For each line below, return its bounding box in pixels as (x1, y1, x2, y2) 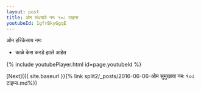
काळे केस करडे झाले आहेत (15, 49, 66, 56)
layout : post (6, 8, 40, 15)
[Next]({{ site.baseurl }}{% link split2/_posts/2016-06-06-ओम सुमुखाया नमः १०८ (6, 73, 196, 80)
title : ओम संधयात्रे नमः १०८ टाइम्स (6, 15, 79, 21)
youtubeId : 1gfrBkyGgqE (6, 20, 67, 26)
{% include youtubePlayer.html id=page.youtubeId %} (6, 61, 142, 68)
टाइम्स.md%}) (6, 79, 38, 87)
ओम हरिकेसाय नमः (6, 37, 42, 44)
